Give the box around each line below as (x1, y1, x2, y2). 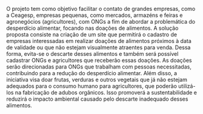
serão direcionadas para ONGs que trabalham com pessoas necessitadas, (6, 63, 192, 70)
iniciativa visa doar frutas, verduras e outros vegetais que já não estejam (6, 76, 188, 83)
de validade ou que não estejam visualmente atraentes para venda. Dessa (6, 44, 191, 51)
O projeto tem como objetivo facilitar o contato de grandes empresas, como (6, 5, 196, 12)
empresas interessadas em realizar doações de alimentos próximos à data (6, 38, 192, 44)
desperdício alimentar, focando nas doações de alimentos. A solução (6, 24, 179, 32)
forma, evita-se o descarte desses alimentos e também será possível (6, 50, 179, 57)
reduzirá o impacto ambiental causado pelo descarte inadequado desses (6, 95, 188, 102)
